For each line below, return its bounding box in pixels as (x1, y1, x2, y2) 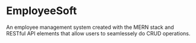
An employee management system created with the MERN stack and (6, 24, 174, 31)
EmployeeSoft (6, 4, 77, 18)
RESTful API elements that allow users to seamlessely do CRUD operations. (6, 29, 191, 37)
